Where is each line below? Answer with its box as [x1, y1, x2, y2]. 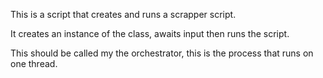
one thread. [10, 58, 58, 69]
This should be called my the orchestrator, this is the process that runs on [10, 47, 314, 59]
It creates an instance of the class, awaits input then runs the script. [10, 28, 290, 39]
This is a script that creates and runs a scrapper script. [10, 9, 237, 20]
